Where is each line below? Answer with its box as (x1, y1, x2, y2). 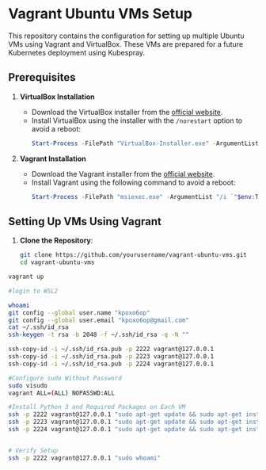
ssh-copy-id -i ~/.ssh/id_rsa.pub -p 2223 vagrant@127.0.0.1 (8, 353, 215, 361)
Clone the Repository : (19, 235, 93, 246)
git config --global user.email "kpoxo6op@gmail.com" (8, 316, 190, 324)
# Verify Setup (8, 446, 59, 454)
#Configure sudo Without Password (8, 374, 123, 382)
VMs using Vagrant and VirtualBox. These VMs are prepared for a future (8, 39, 244, 48)
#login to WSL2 (8, 287, 59, 295)
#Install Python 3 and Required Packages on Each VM (8, 403, 186, 411)
